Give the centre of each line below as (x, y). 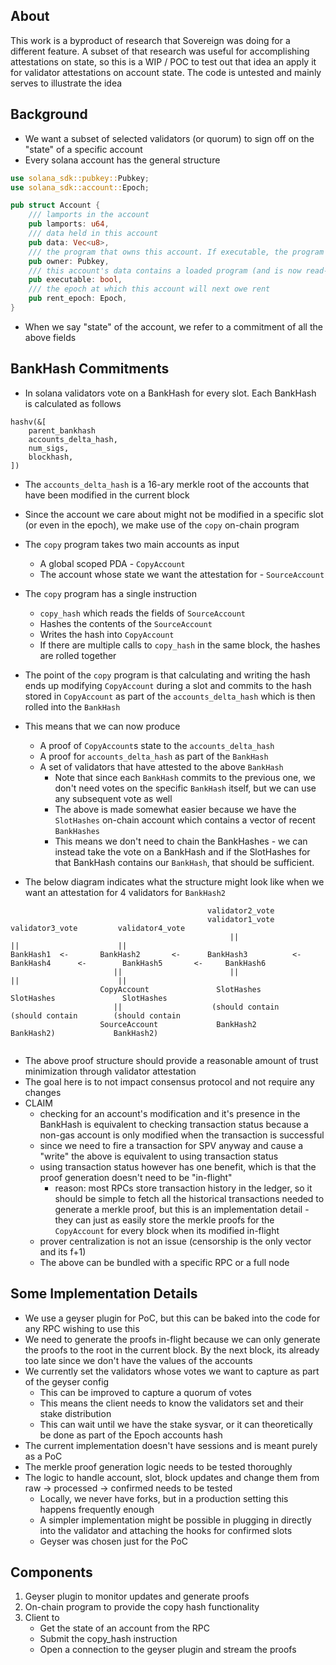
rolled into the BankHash (72, 706)
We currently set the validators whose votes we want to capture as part (172, 1371)
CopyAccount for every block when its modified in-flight (167, 1230)
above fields (50, 337)
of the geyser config (67, 1381)
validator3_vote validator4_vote (98, 928)
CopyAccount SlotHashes (180, 989)
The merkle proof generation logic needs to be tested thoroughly (158, 1466)
